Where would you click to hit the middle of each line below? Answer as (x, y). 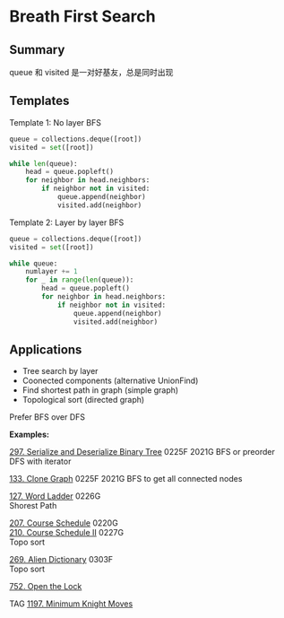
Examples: (29, 435)
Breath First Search (82, 17)
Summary (37, 50)
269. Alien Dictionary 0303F (61, 560)
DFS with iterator (40, 461)
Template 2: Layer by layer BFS (67, 222)
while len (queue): (43, 163)
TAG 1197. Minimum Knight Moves (71, 604)
